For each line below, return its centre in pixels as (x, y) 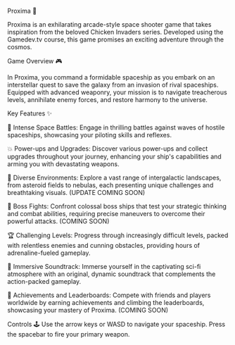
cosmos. (20, 47)
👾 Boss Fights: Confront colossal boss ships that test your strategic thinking (117, 206)
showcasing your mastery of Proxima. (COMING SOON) (88, 310)
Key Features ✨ (30, 113)
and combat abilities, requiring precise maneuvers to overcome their (106, 214)
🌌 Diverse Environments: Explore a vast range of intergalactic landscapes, (114, 177)
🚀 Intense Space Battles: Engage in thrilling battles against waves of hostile (116, 127)
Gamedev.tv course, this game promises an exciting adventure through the (115, 39)
